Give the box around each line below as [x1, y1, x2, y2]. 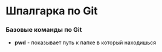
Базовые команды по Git [5, 26, 82, 34]
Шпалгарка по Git [5, 4, 98, 18]
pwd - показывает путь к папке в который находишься [14, 39, 157, 46]
